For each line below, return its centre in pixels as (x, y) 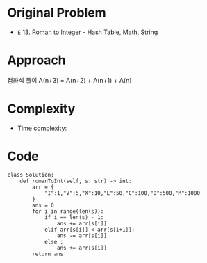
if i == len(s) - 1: (74, 217)
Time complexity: (42, 128)
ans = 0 (43, 205)
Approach (36, 60)
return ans (48, 254)
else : (54, 241)
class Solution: (31, 175)
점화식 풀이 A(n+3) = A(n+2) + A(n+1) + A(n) (69, 80)
